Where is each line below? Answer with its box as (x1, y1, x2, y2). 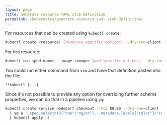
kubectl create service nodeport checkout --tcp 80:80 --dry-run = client (5, 106, 159, 111)
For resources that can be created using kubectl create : (5, 30, 121, 36)
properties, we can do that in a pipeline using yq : (5, 97, 104, 103)
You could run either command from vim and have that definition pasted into (5, 68, 161, 74)
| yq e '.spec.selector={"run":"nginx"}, (9, 111, 97, 116)
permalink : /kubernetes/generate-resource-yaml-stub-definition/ (5, 16, 143, 21)
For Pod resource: (5, 49, 41, 55)
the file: (5, 73, 21, 79)
